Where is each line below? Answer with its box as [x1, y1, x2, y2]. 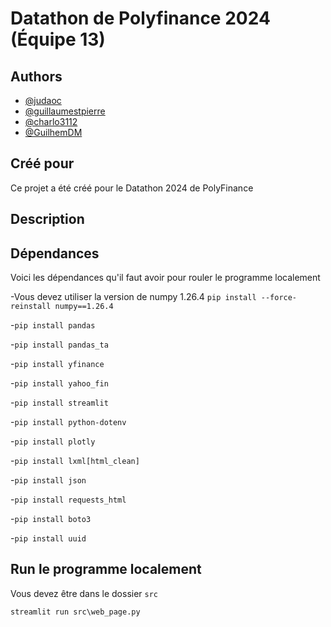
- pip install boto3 [10, 513, 92, 525]
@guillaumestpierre [24, 105, 106, 117]
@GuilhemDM [24, 127, 83, 138]
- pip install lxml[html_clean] [10, 455, 140, 467]
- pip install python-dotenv [10, 416, 127, 428]
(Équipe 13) [10, 28, 106, 51]
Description [10, 211, 85, 228]
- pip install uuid [10, 532, 87, 544]
